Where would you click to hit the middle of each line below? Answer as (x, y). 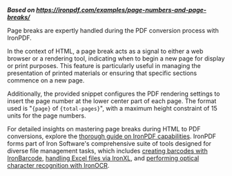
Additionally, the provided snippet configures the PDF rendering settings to (114, 93)
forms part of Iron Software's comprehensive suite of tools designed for (109, 143)
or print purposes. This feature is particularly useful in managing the (104, 66)
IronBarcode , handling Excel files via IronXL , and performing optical (103, 158)
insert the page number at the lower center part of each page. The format (112, 101)
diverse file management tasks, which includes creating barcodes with (108, 151)
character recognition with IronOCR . (58, 165)
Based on (21, 10)
